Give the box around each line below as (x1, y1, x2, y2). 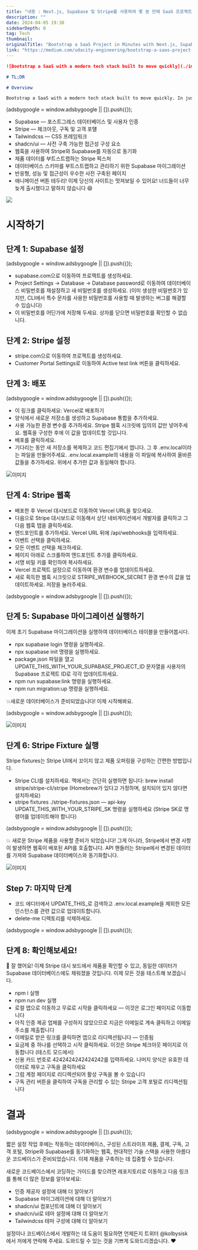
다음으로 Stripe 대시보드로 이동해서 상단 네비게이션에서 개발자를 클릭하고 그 (14, 514, 189, 521)
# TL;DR (6, 74, 25, 80)
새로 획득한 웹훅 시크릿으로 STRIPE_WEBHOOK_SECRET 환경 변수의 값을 (14, 573, 184, 580)
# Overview (6, 85, 33, 90)
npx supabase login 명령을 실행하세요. (14, 641, 105, 648)
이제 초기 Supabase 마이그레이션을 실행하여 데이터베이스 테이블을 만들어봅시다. (6, 628, 190, 635)
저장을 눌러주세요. (46, 580, 88, 588)
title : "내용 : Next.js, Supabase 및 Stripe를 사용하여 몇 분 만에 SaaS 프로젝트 (6, 8, 193, 15)
